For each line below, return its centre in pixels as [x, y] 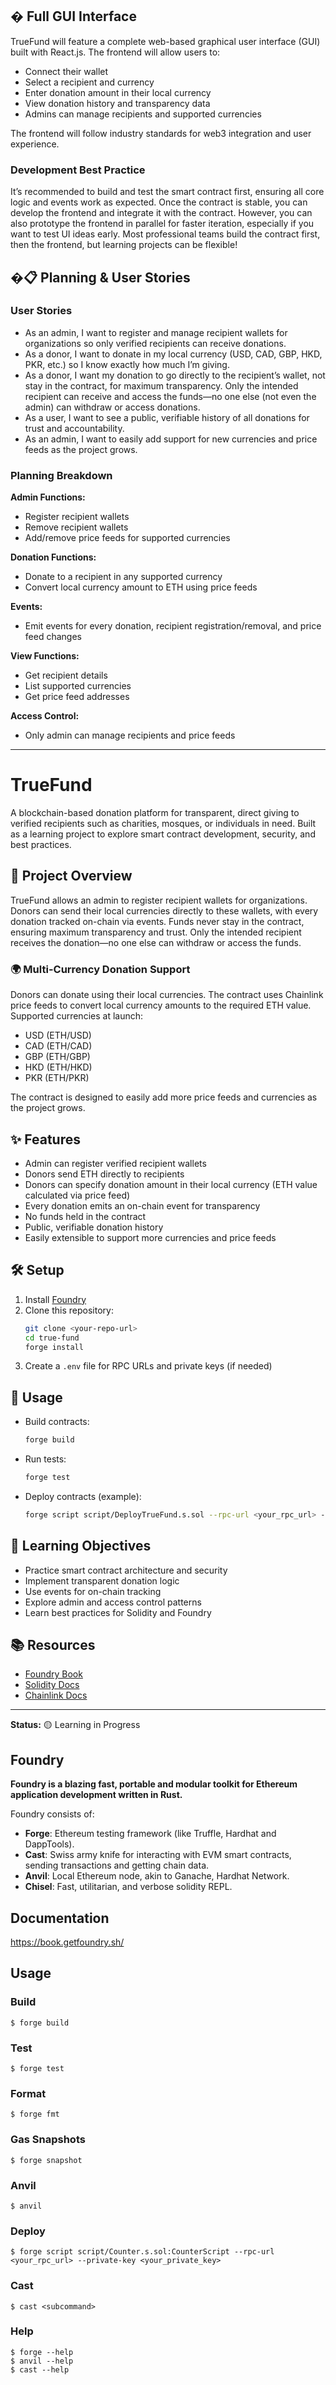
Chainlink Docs [56, 1695]
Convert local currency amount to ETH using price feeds [141, 587]
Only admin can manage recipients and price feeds [130, 735]
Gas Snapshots [48, 2140]
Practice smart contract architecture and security [126, 1570]
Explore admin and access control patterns [113, 1602]
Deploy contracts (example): [83, 1496]
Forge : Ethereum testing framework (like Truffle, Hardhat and [150, 1834]
